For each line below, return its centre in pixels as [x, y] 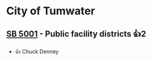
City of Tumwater [51, 11]
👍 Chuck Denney [37, 51]
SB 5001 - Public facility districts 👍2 [76, 34]
